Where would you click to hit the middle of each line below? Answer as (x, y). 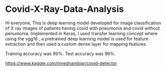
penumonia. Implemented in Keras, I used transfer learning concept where (82, 33)
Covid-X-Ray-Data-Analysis (65, 9)
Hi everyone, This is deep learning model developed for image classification (83, 23)
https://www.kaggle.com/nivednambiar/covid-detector (61, 63)
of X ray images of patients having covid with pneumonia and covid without (83, 28)
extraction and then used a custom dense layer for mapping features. (76, 44)
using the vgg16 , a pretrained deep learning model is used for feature (77, 39)
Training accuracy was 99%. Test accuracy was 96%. (61, 54)
